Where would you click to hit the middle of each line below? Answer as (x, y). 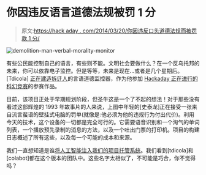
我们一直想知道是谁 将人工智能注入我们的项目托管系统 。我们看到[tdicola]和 (100, 150)
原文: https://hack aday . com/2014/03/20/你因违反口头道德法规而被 (106, 31)
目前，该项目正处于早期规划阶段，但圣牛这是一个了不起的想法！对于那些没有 (103, 99)
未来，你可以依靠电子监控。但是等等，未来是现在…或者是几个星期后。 (95, 70)
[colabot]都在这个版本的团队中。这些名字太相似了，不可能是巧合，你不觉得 (101, 158)
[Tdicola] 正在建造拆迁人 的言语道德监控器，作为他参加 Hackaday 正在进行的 (102, 78)
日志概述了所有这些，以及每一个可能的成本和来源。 (71, 137)
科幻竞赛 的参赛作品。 (33, 86)
